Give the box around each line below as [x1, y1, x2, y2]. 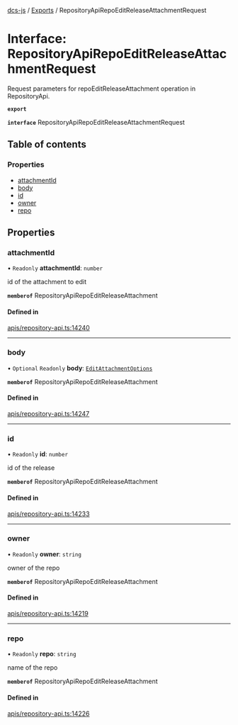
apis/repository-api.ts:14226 [7, 709, 90, 718]
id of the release [7, 463, 55, 472]
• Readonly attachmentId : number [7, 264, 103, 272]
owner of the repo [7, 563, 60, 572]
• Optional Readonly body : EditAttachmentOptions [7, 364, 153, 372]
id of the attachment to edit [7, 278, 87, 286]
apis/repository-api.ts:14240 [7, 323, 90, 332]
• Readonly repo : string [7, 650, 76, 658]
